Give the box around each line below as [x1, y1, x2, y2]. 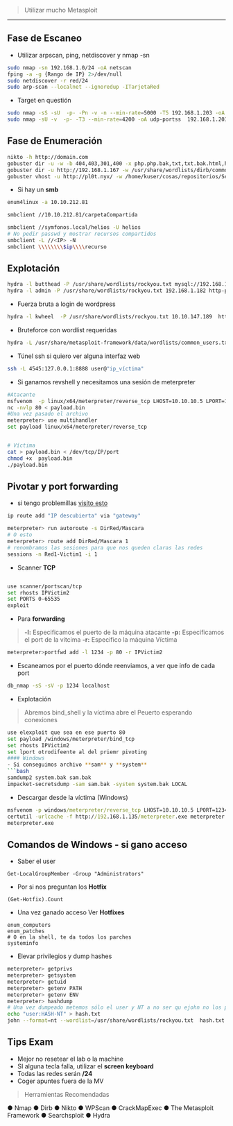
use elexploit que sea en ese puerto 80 [7, 728, 126, 736]
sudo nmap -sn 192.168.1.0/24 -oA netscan [7, 64, 132, 71]
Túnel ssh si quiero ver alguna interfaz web [17, 352, 141, 360]
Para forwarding [17, 615, 65, 623]
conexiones [24, 715, 58, 724]
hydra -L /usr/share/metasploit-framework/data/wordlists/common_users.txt [7, 339, 231, 346]
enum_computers [7, 922, 51, 929]
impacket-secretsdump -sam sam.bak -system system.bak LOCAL [7, 780, 188, 787]
